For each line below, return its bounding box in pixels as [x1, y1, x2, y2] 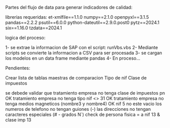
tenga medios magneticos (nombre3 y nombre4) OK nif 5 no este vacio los [5, 101, 162, 107]
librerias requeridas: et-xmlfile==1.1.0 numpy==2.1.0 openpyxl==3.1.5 [5, 14, 149, 20]
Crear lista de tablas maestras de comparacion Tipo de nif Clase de [5, 75, 147, 80]
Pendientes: [5, 65, 31, 71]
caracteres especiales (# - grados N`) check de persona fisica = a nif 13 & [5, 111, 160, 117]
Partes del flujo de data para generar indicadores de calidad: [5, 5, 133, 10]
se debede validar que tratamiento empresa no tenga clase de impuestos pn [5, 90, 165, 96]
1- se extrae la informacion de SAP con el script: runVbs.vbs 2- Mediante [5, 45, 158, 50]
